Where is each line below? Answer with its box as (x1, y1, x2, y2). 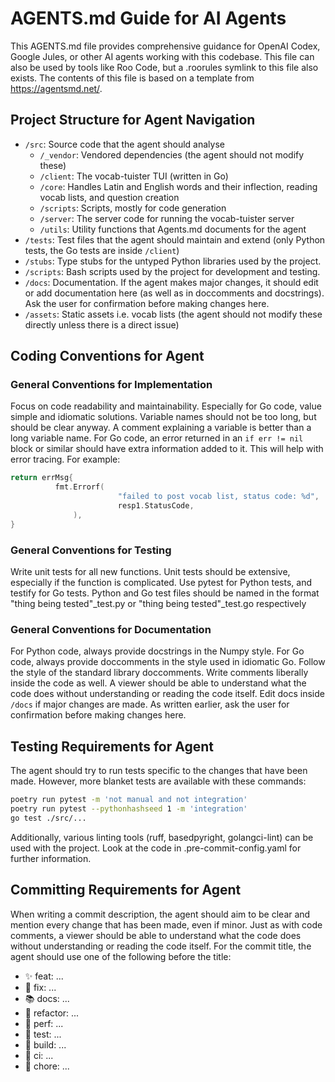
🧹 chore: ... (24, 1060, 70, 1072)
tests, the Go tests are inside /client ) (24, 244, 180, 256)
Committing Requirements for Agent (10, 882, 242, 899)
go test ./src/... (10, 813, 87, 823)
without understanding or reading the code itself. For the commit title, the (10, 940, 312, 952)
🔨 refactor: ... (24, 1007, 80, 1019)
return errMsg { (10, 473, 74, 483)
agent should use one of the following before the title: (10, 950, 232, 962)
